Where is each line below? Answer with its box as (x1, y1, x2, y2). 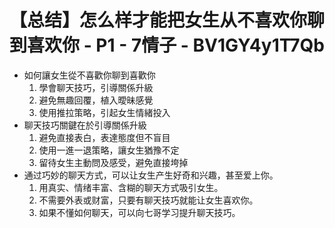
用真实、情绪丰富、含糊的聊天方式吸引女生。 (38, 181, 224, 193)
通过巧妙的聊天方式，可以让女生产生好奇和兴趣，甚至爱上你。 (23, 169, 279, 181)
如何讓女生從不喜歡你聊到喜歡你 (23, 69, 156, 81)
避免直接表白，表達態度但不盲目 (38, 131, 171, 143)
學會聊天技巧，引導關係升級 (38, 81, 154, 93)
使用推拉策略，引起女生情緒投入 (38, 106, 171, 118)
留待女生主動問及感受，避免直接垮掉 (38, 156, 189, 168)
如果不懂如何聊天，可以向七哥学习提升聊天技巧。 (38, 206, 241, 218)
